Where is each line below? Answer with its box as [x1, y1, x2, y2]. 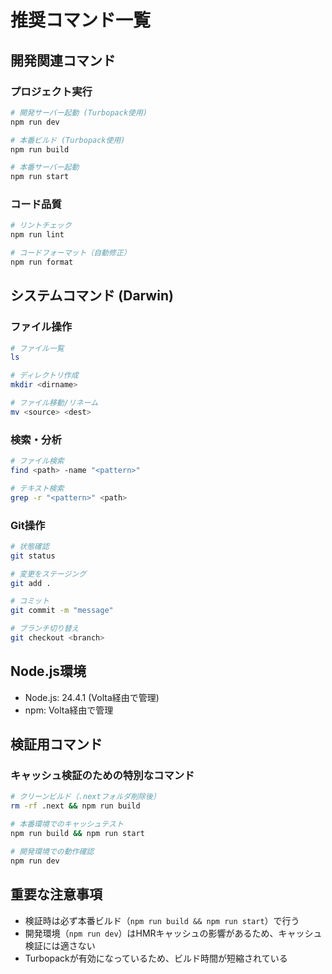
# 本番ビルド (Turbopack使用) [10, 135, 126, 145]
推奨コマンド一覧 [10, 9, 152, 32]
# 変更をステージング [10, 569, 87, 579]
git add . [10, 578, 52, 588]
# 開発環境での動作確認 [10, 846, 95, 856]
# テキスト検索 [10, 483, 65, 493]
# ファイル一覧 [10, 343, 65, 353]
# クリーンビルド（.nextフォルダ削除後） [10, 792, 161, 802]
